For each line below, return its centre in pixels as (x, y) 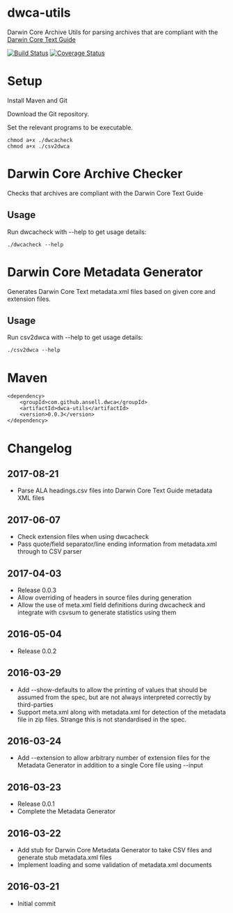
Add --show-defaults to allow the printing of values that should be (112, 689)
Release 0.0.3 (37, 590)
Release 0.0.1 (36, 804)
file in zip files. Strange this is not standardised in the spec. (102, 719)
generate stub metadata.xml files (65, 857)
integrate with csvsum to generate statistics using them (97, 612)
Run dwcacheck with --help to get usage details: (77, 232)
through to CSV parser (49, 552)
